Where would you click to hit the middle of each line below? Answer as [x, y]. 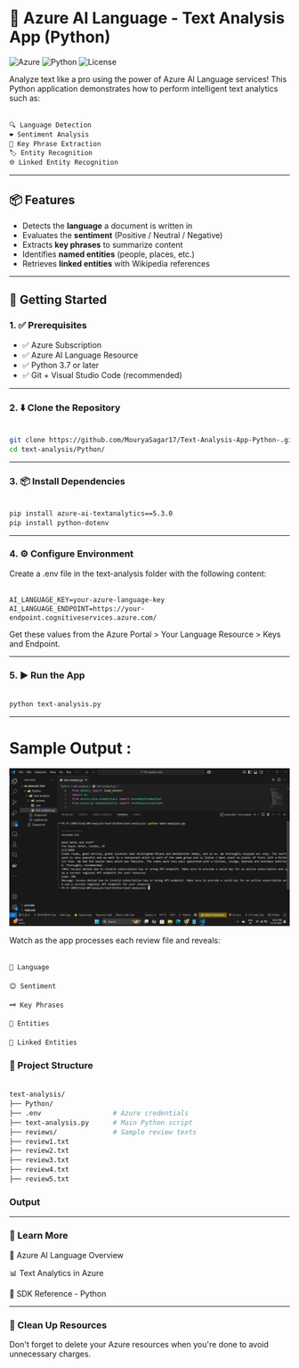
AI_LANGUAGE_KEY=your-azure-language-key [87, 600]
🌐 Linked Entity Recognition [64, 163]
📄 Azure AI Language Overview [67, 1255]
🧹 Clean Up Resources [58, 1325]
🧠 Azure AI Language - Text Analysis [147, 18]
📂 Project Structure [51, 1065]
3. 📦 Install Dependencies [68, 481]
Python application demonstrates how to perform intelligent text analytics [144, 88]
